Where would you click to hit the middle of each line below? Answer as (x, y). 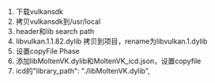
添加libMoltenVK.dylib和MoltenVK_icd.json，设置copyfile (108, 61)
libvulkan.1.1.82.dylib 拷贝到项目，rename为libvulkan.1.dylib (111, 41)
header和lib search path (55, 31)
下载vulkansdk (39, 11)
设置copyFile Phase (48, 51)
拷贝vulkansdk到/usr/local (58, 21)
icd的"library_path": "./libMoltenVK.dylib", (83, 71)
